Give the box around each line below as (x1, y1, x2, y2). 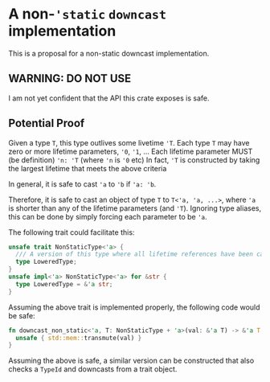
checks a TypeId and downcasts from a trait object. (8, 364, 178, 374)
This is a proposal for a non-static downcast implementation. (8, 48, 210, 58)
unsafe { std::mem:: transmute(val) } (15, 334, 142, 342)
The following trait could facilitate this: (8, 227, 135, 237)
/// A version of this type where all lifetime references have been (15, 250, 253, 258)
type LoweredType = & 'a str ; (15, 280, 113, 288)
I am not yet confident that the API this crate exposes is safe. (8, 93, 210, 103)
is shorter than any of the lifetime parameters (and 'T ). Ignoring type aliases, (8, 203, 262, 213)
